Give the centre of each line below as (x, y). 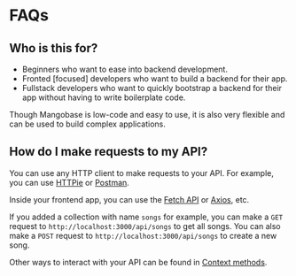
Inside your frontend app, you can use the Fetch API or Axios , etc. (129, 199)
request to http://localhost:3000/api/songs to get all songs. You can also (145, 226)
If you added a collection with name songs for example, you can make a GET (146, 217)
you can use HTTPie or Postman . (70, 182)
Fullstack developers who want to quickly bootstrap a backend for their (152, 88)
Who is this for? (54, 48)
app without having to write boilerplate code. (104, 97)
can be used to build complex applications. (88, 124)
